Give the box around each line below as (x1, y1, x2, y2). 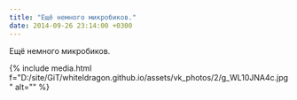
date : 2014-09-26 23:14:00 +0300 (9, 21, 133, 30)
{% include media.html (9, 63, 92, 73)
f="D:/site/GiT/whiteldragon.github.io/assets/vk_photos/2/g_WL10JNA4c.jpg (9, 72, 289, 82)
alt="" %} (14, 81, 51, 92)
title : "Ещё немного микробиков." (9, 12, 137, 22)
